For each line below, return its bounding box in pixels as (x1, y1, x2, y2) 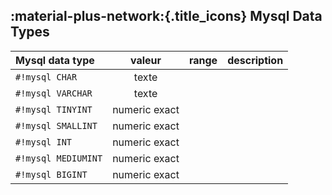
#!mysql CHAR (15, 71, 78, 83)
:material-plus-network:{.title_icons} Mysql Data (10, 8, 323, 25)
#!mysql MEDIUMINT (15, 152, 103, 164)
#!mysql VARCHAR (15, 87, 93, 99)
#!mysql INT (15, 136, 73, 148)
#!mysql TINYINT (15, 104, 93, 115)
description (227, 53, 284, 67)
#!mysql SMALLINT (15, 120, 98, 131)
